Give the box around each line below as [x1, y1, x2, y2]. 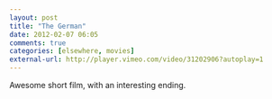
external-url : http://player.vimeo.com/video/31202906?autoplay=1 [9, 55, 264, 64]
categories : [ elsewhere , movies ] [9, 47, 135, 56]
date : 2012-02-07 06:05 [9, 30, 99, 39]
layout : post [9, 13, 59, 22]
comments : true [9, 38, 67, 48]
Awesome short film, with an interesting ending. [9, 80, 186, 90]
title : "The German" [9, 22, 87, 31]
